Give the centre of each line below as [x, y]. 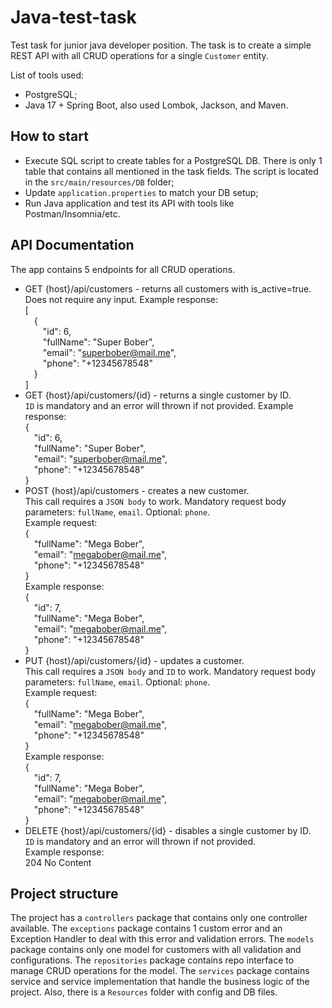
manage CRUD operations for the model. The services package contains [160, 971]
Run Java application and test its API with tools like [129, 203]
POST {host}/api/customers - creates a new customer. [137, 490]
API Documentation [72, 245]
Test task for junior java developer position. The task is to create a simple [161, 45]
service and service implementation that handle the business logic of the [160, 982]
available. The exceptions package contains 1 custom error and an [146, 928]
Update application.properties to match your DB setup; [141, 192]
